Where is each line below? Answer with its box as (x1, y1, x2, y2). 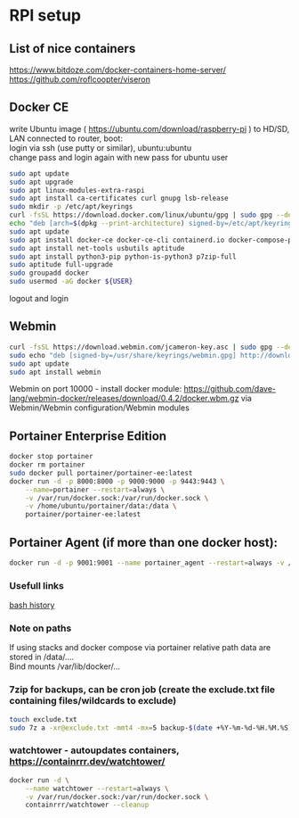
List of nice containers (9, 41, 136, 56)
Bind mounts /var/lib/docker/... (9, 661, 121, 672)
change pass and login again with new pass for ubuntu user (9, 152, 229, 162)
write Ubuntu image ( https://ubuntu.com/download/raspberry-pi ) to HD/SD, (9, 123, 290, 134)
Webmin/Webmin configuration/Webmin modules (9, 402, 190, 413)
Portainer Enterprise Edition (9, 428, 167, 443)
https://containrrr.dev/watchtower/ (9, 756, 166, 768)
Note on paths (9, 622, 72, 634)
